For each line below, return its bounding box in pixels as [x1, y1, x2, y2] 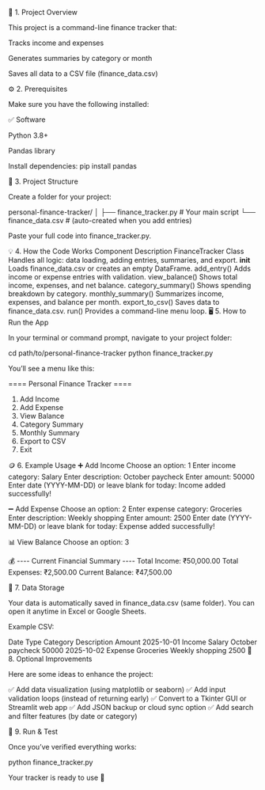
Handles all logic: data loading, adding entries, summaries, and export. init [8, 256, 251, 264]
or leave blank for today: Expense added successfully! [38, 522, 215, 530]
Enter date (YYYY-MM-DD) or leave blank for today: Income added [8, 480, 226, 490]
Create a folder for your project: [8, 192, 112, 201]
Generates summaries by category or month [8, 54, 153, 63]
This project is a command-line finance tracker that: [8, 23, 177, 32]
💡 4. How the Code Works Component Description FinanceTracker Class [8, 246, 244, 256]
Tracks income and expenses [8, 38, 104, 47]
